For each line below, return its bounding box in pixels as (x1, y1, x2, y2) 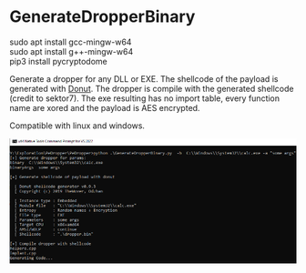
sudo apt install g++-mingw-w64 (9, 45, 134, 56)
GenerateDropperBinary (9, 6, 196, 27)
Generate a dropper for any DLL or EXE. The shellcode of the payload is (9, 73, 279, 84)
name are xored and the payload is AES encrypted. (9, 102, 200, 113)
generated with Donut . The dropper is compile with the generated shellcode (9, 83, 294, 94)
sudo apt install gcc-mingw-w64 (9, 36, 132, 47)
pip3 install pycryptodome (9, 56, 107, 66)
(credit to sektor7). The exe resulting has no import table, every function (9, 93, 280, 104)
